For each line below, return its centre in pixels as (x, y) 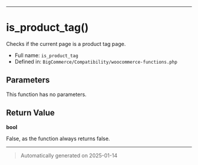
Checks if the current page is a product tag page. (66, 44)
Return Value (30, 113)
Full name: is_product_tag (46, 55)
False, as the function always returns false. (58, 138)
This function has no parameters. (46, 94)
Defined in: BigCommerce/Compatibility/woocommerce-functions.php (96, 61)
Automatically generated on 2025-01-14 (69, 155)
